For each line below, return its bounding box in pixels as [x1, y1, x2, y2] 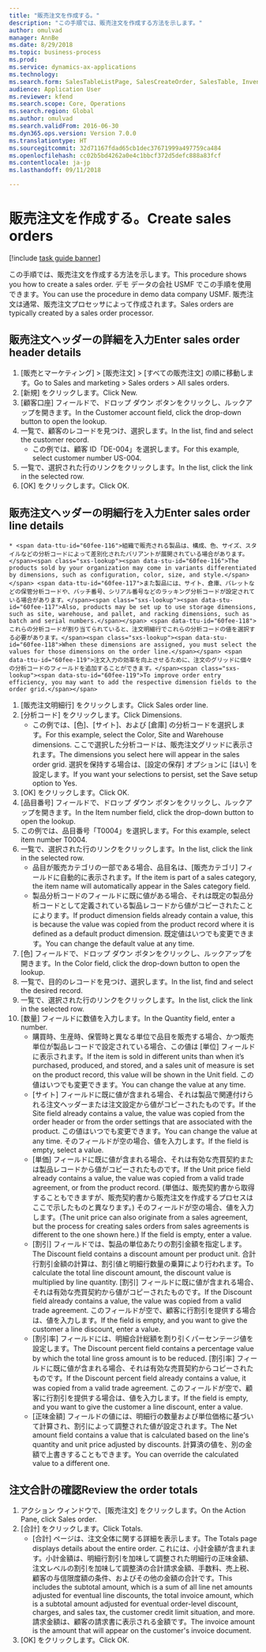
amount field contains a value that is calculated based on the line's [32, 1430, 249, 1440]
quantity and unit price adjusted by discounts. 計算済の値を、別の [32, 1439, 245, 1449]
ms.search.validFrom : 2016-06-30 [9, 122, 119, 130]
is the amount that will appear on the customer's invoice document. [32, 1626, 252, 1635]
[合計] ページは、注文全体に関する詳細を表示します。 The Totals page [32, 1534, 257, 1544]
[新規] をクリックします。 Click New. [20, 387, 138, 397]
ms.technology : [9, 70, 59, 78]
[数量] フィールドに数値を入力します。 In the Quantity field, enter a [20, 1013, 235, 1022]
